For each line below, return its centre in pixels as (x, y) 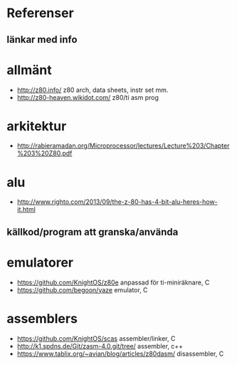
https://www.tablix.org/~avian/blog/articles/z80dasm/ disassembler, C (120, 354)
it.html (26, 210)
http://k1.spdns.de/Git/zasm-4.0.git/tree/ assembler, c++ (100, 346)
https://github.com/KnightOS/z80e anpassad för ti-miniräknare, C (113, 282)
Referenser (40, 13)
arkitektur (37, 126)
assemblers (42, 318)
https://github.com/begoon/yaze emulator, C (82, 289)
